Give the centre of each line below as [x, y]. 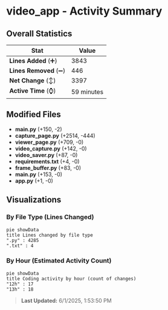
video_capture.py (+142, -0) [51, 148]
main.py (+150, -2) [38, 129]
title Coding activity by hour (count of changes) [71, 278]
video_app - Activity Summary [84, 11]
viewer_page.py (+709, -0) [49, 142]
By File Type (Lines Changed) [50, 217]
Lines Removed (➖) [37, 71]
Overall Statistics [39, 34]
